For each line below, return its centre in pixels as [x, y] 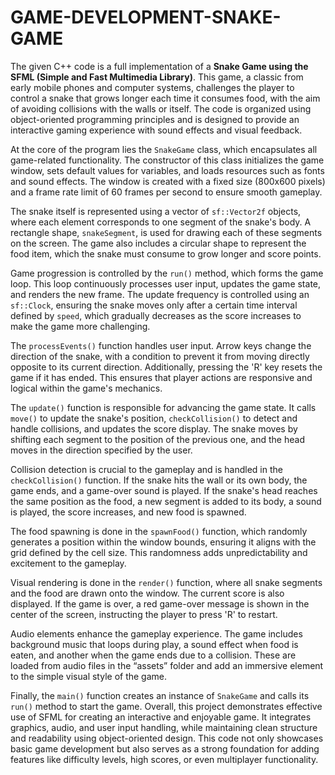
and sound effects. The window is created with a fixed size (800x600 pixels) [168, 181]
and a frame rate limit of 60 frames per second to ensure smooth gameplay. [166, 192]
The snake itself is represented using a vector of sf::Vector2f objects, [156, 211]
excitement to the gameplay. [68, 563]
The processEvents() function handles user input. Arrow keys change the [161, 345]
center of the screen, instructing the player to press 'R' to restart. [144, 614]
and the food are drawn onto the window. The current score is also [147, 593]
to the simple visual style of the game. [89, 676]
